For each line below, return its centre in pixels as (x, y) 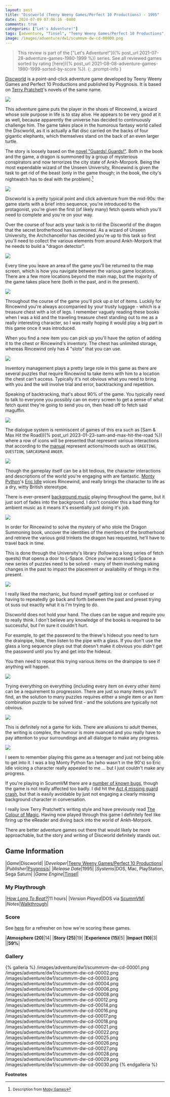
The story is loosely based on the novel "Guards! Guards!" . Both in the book (84, 151)
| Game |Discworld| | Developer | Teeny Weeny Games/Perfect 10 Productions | (84, 863)
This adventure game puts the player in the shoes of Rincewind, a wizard (81, 109)
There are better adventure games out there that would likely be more (78, 830)
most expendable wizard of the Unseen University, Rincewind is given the (82, 167)
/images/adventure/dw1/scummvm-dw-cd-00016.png (61, 1011)
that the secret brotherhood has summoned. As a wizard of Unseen (75, 230)
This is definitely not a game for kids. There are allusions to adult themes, (82, 727)
